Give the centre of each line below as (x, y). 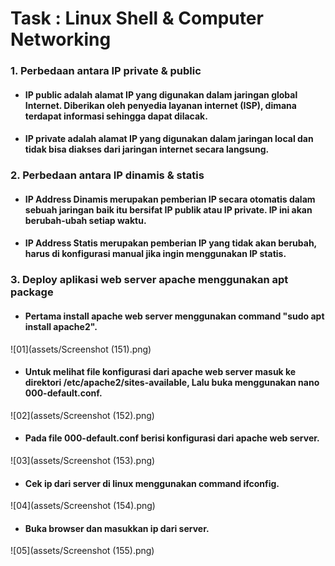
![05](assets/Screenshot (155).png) (82, 551)
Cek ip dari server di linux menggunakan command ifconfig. (152, 483)
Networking (61, 39)
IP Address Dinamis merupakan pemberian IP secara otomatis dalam (170, 199)
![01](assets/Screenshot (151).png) (81, 349)
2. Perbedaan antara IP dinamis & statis (107, 175)
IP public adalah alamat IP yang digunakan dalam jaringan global (161, 94)
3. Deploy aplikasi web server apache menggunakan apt (149, 280)
